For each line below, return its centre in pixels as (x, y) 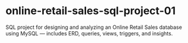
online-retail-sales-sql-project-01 (91, 11)
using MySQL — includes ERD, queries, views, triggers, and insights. (89, 33)
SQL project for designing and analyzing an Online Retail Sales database (94, 27)
